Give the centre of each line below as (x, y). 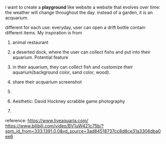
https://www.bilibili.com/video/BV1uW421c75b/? (54, 126)
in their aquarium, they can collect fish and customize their (73, 67)
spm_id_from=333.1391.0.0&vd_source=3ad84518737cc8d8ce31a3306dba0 (83, 131)
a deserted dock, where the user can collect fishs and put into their (81, 52)
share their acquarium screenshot (47, 82)
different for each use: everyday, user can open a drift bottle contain (75, 27)
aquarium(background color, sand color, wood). (61, 72)
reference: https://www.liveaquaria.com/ (47, 121)
